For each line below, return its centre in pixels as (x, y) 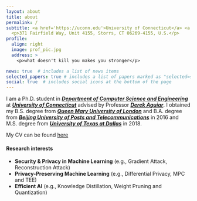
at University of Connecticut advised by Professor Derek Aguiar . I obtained (98, 105)
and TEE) (26, 180)
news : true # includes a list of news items (62, 71)
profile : (17, 39)
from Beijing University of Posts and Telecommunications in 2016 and (92, 117)
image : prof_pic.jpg (36, 50)
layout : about (23, 11)
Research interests (30, 148)
